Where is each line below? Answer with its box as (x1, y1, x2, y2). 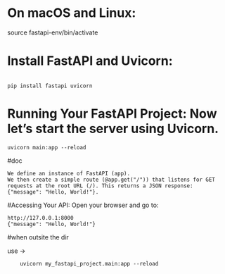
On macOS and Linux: (7, 5, 136, 21)
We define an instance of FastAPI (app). (7, 170, 131, 177)
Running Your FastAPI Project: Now (7, 106, 217, 122)
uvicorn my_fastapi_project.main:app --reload (20, 260, 159, 267)
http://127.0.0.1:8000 (7, 214, 74, 221)
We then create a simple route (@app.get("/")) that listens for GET (7, 176, 216, 183)
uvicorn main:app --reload (7, 144, 86, 151)
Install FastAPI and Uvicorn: (7, 53, 174, 69)
